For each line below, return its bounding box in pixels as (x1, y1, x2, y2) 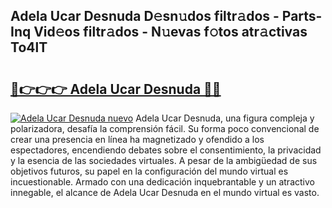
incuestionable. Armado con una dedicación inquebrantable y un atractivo (10, 176, 315, 188)
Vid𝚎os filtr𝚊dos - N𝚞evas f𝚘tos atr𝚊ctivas (33, 24, 308, 41)
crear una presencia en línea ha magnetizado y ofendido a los (10, 134, 265, 145)
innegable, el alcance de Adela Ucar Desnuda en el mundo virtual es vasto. (10, 187, 320, 198)
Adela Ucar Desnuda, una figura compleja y (135, 112, 315, 124)
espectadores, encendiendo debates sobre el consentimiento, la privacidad (10, 144, 322, 156)
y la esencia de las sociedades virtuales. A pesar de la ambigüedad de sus (10, 155, 318, 166)
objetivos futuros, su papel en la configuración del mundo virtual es (10, 165, 289, 177)
